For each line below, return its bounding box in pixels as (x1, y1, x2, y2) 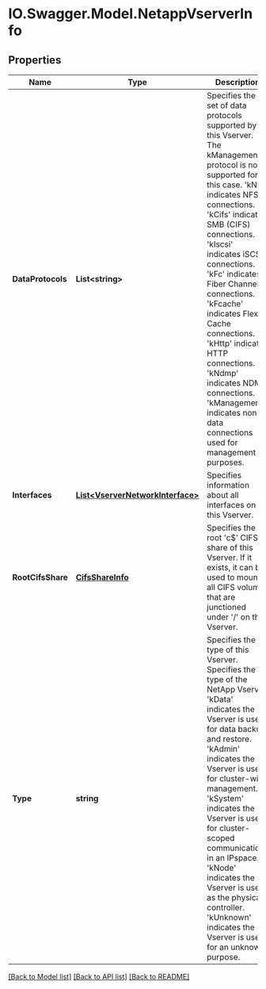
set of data (207, 100, 247, 111)
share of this (207, 542, 253, 553)
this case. (207, 179, 243, 190)
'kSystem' (207, 793, 244, 803)
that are (207, 592, 236, 603)
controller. (207, 902, 245, 913)
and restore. (207, 734, 252, 744)
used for (207, 437, 238, 448)
